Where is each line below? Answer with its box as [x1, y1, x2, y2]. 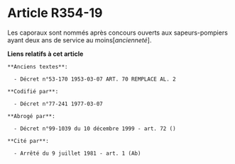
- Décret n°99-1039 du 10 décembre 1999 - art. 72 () [13, 125, 176, 132]
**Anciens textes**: [7, 63, 69, 70]
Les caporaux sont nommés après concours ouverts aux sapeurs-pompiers [7, 28, 229, 37]
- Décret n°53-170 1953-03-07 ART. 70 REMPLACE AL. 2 [13, 76, 176, 83]
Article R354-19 [7, 5, 103, 21]
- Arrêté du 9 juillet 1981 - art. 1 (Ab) [13, 150, 141, 157]
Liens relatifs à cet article [7, 49, 84, 58]
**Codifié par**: [7, 88, 59, 95]
